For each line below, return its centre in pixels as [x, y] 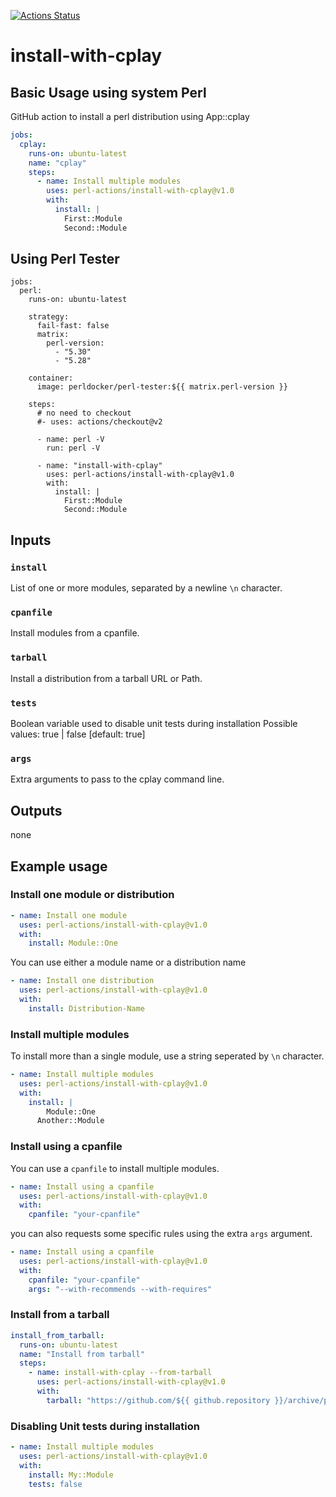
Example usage [59, 866]
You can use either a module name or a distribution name [128, 962]
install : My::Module [71, 1475]
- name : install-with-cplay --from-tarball [120, 1373]
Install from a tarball [60, 1315]
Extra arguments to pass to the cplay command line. [117, 779]
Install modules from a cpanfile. [75, 633]
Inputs [31, 540]
